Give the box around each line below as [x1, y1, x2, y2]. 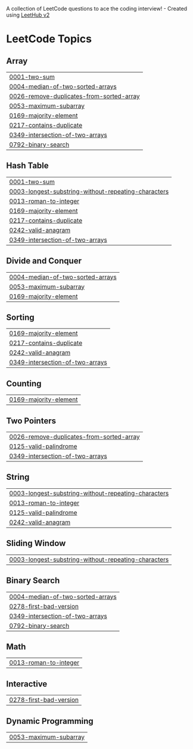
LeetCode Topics [6, 32, 92, 46]
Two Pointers [6, 416, 57, 426]
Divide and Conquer [6, 256, 82, 266]
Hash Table [6, 161, 49, 171]
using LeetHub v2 [6, 11, 50, 18]
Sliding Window [6, 538, 66, 548]
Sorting [6, 313, 35, 323]
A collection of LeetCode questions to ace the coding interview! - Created [6, 5, 188, 12]
